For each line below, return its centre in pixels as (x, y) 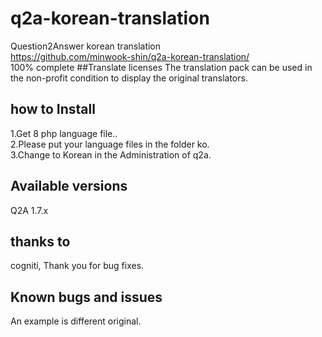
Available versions (69, 186)
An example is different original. (76, 321)
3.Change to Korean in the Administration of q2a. (111, 154)
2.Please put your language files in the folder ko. (110, 144)
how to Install (53, 109)
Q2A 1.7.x (29, 210)
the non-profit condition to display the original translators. (129, 78)
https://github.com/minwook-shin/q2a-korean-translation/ (130, 56)
